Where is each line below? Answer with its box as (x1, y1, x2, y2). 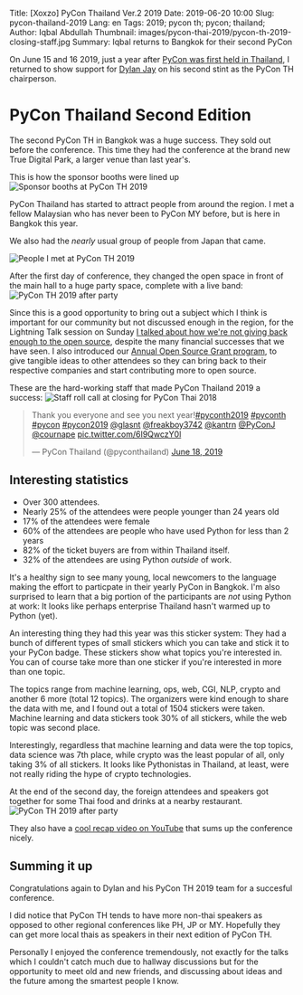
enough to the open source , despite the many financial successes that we (9, 336, 285, 346)
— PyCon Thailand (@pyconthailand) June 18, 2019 (31, 446, 223, 457)
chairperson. (9, 73, 57, 84)
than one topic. (9, 666, 66, 677)
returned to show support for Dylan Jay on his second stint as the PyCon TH (9, 63, 294, 74)
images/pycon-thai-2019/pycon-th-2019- (137, 27, 292, 37)
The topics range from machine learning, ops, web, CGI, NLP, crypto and (9, 683, 281, 695)
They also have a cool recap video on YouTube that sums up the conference (9, 822, 294, 833)
